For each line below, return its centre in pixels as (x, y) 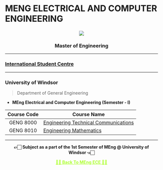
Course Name (89, 114)
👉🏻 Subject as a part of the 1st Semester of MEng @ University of (81, 147)
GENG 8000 (23, 123)
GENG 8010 (23, 130)
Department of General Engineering (52, 93)
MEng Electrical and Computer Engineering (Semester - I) (71, 102)
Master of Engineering (81, 46)
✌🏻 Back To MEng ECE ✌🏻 (81, 162)
